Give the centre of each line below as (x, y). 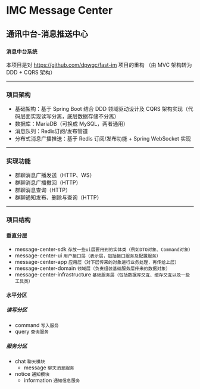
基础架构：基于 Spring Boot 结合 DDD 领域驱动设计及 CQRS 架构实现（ (101, 109)
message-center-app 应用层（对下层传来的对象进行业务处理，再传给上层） (97, 262)
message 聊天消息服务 (49, 368)
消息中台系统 (22, 52)
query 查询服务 (32, 332)
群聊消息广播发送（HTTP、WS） (55, 175)
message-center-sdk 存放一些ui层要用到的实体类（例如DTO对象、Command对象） (104, 249)
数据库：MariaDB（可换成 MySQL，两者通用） (72, 124)
